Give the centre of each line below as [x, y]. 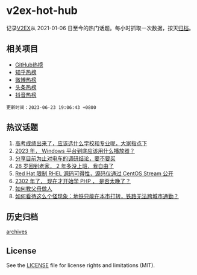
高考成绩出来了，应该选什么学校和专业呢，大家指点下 [81, 143]
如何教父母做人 [33, 189]
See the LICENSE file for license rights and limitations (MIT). [81, 265]
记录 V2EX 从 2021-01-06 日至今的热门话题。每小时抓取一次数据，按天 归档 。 [100, 28]
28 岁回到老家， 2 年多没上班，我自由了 [64, 166]
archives [17, 232]
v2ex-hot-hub [42, 11]
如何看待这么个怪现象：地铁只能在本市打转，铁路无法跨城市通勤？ [97, 196]
